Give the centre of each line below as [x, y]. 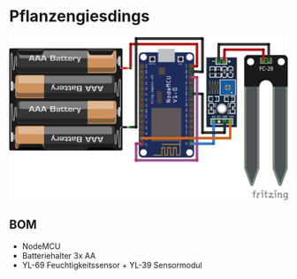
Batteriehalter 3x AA [59, 255]
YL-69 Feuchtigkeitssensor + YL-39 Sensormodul [112, 265]
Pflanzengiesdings [80, 16]
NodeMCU [41, 246]
